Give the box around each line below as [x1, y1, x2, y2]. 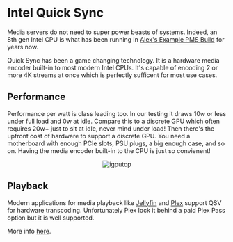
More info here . [7, 227, 51, 235]
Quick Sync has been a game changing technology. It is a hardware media [7, 56, 220, 64]
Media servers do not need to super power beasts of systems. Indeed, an [7, 28, 218, 36]
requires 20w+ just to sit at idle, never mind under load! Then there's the [7, 124, 215, 133]
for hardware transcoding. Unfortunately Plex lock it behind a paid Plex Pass [7, 206, 226, 214]
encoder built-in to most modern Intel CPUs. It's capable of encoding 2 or [7, 63, 218, 72]
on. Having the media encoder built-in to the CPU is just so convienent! [7, 146, 211, 154]
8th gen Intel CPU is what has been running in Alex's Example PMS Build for [7, 35, 225, 43]
